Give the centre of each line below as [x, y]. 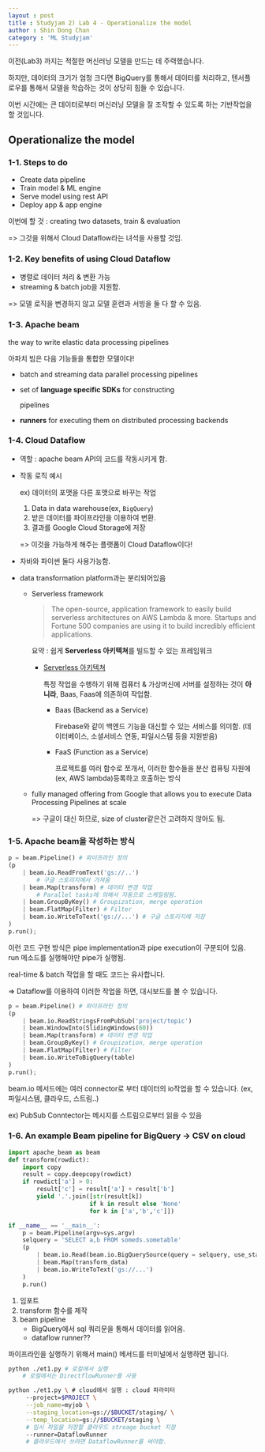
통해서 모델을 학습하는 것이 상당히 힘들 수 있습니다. [107, 88]
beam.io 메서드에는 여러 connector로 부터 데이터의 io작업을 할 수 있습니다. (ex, [131, 1088]
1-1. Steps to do [38, 162]
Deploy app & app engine [61, 204]
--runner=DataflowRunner [67, 1435]
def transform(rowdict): [49, 1159]
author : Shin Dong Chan [49, 30]
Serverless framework [67, 593]
